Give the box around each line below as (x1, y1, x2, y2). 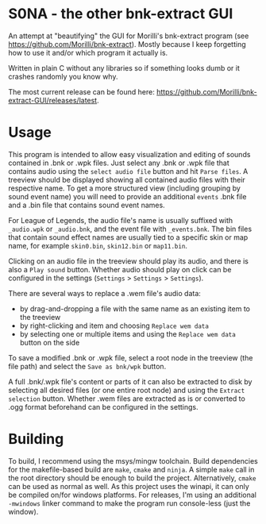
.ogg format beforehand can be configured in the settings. (8, 402, 199, 411)
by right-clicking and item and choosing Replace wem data (19, 321, 209, 330)
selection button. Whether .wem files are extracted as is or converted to (8, 394, 246, 403)
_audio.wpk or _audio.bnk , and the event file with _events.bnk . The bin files (8, 224, 253, 233)
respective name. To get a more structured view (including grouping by (8, 183, 241, 193)
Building (8, 430, 64, 449)
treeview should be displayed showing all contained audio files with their (8, 175, 246, 184)
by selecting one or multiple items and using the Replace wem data (19, 329, 236, 338)
